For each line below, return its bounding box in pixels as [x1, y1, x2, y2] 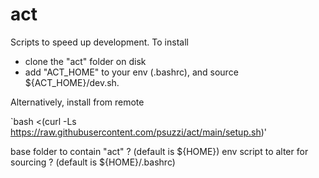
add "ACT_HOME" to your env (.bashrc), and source [24, 66, 239, 78]
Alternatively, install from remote [10, 96, 145, 108]
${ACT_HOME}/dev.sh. [24, 76, 120, 88]
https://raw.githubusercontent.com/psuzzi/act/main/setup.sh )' [10, 126, 267, 138]
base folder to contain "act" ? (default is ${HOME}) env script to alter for [10, 145, 309, 157]
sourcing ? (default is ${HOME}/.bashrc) [10, 156, 176, 168]
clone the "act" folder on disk [24, 55, 147, 67]
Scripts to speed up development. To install [10, 36, 189, 48]
